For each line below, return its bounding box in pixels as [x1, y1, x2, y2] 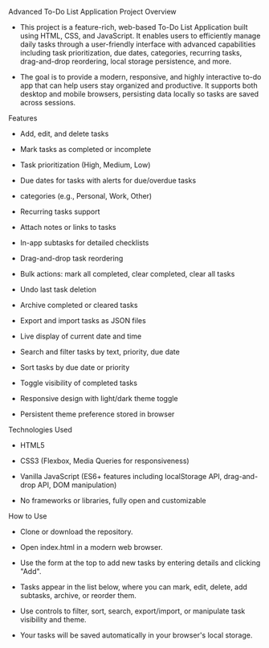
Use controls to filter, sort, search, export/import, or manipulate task [19, 606, 246, 616]
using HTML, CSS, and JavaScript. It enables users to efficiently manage [19, 31, 261, 40]
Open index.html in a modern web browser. [19, 543, 163, 552]
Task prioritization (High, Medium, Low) [19, 160, 151, 170]
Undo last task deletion [19, 285, 96, 294]
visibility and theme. [19, 615, 87, 624]
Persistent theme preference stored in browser [19, 409, 175, 419]
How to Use [8, 511, 47, 521]
